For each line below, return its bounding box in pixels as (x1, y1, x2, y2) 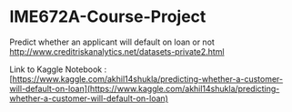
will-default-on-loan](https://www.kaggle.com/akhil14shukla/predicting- (9, 83, 280, 94)
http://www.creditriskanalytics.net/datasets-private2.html (9, 46, 225, 56)
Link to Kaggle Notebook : (9, 64, 107, 75)
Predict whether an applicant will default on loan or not (9, 36, 216, 47)
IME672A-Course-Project (9, 6, 206, 27)
